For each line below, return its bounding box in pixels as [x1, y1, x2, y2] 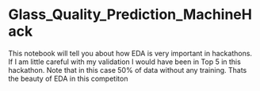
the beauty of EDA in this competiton [8, 74, 128, 83]
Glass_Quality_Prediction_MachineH [8, 6, 252, 24]
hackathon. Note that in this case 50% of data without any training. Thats [8, 65, 247, 74]
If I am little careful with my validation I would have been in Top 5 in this [8, 57, 242, 66]
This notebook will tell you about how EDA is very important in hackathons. [8, 48, 252, 58]
